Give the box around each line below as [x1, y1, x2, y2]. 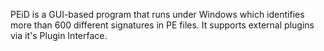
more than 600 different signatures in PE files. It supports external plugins [10, 19, 315, 31]
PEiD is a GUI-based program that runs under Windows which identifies [10, 9, 305, 20]
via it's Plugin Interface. [10, 30, 108, 41]
